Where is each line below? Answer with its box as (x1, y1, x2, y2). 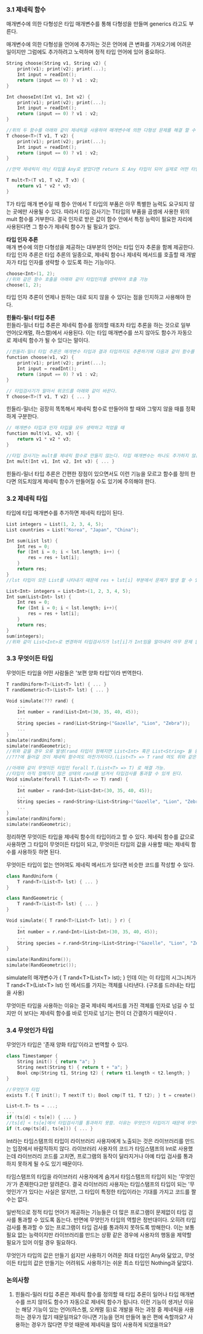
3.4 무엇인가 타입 (6, 1026, 54, 1034)
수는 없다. (6, 1195, 29, 1203)
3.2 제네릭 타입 (6, 494, 48, 503)
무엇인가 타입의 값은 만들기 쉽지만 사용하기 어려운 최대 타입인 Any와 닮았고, (6, 1252, 184, 1259)
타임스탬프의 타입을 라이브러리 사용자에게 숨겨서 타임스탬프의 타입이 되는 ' (6, 1173, 181, 1180)
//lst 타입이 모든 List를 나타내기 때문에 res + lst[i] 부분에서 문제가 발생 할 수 (6, 577, 192, 583)
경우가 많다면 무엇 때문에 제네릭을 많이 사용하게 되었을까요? (31, 1321, 171, 1329)
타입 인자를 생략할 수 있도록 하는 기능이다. (17, 259, 116, 266)
